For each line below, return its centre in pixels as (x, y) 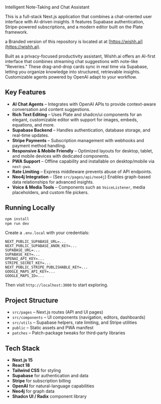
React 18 (21, 365)
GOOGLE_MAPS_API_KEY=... (30, 272)
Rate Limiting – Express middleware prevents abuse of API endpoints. (82, 171)
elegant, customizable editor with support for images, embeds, (75, 120)
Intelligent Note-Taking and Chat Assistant (47, 7)
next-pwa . (22, 166)
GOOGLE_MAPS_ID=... (25, 276)
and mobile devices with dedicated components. (61, 156)
